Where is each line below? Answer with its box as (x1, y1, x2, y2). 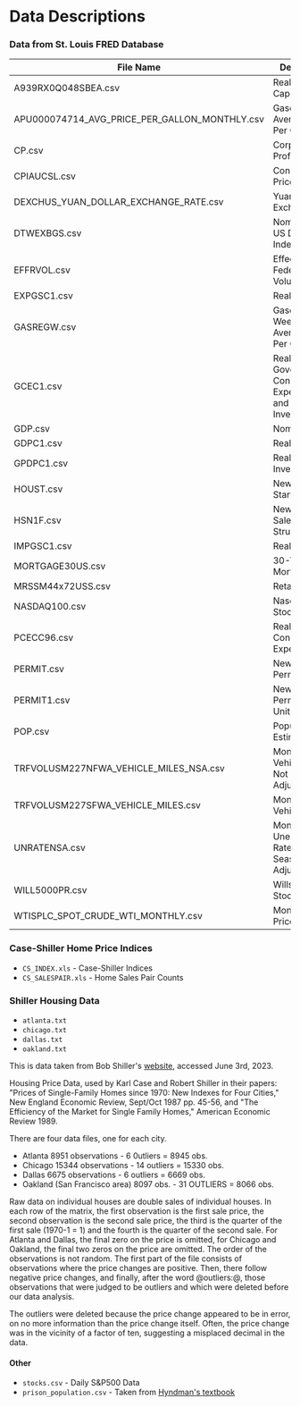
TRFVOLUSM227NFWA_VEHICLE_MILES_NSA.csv (13, 762, 225, 775)
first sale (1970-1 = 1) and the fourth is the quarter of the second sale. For (9, 1225, 279, 1235)
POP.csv (13, 726, 50, 738)
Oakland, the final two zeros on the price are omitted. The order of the (9, 1244, 268, 1255)
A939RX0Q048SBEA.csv (13, 82, 121, 95)
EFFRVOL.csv (13, 264, 71, 276)
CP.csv (13, 145, 44, 157)
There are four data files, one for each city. (9, 1133, 167, 1144)
